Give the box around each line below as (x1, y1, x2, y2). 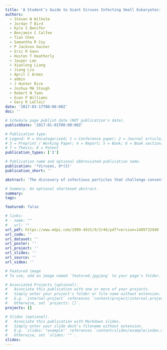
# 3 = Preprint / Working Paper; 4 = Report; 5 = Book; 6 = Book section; (5, 141, 164, 146)
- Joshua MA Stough (9, 86, 50, 91)
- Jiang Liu (9, 68, 35, 73)
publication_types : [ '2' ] (5, 150, 59, 155)
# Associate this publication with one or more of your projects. (5, 287, 150, 292)
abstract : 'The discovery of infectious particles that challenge (5, 177, 146, 182)
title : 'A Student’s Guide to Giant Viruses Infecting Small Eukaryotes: (5, 7, 162, 12)
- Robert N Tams (9, 90, 43, 95)
